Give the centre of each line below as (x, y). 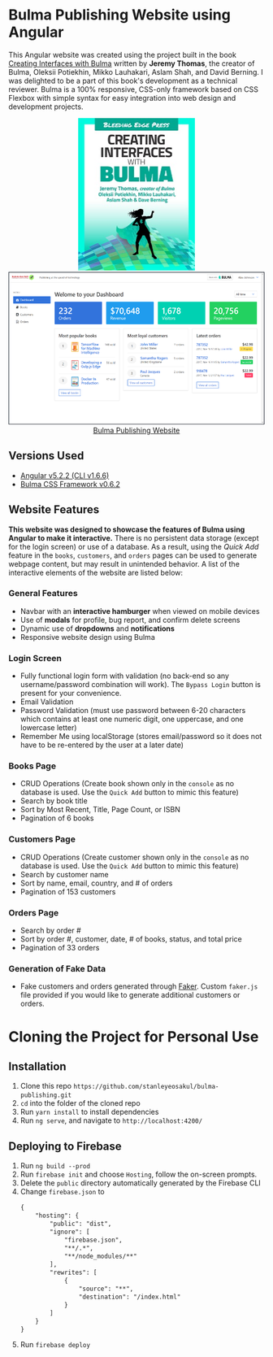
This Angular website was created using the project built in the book (123, 54)
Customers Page (42, 839)
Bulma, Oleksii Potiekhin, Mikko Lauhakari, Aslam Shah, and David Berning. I (136, 72)
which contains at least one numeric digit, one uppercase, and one (132, 719)
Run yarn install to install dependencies (89, 1112)
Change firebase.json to (62, 1192)
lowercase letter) (48, 728)
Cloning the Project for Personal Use (134, 1036)
